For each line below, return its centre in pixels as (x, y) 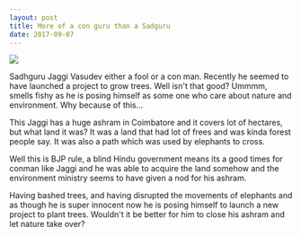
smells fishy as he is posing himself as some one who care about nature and (150, 96)
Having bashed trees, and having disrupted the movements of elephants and (151, 196)
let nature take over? (47, 224)
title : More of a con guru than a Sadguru (90, 26)
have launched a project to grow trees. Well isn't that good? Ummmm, (138, 86)
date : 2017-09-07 (42, 34)
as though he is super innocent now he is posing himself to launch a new (144, 205)
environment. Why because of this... (76, 105)
